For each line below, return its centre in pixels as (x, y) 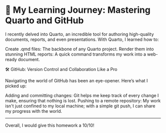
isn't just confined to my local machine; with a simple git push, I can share (80, 106)
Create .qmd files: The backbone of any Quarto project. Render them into (80, 49)
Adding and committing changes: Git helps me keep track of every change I (82, 95)
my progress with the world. (34, 111)
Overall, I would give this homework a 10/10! (50, 125)
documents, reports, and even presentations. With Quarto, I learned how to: (82, 39)
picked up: (16, 86)
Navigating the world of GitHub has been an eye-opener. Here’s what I (77, 80)
